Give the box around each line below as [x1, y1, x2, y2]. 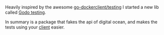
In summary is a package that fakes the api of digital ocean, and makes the [5, 19, 158, 25]
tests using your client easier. [5, 24, 65, 30]
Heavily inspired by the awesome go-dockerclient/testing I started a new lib [5, 4, 159, 10]
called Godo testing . [5, 9, 46, 15]
